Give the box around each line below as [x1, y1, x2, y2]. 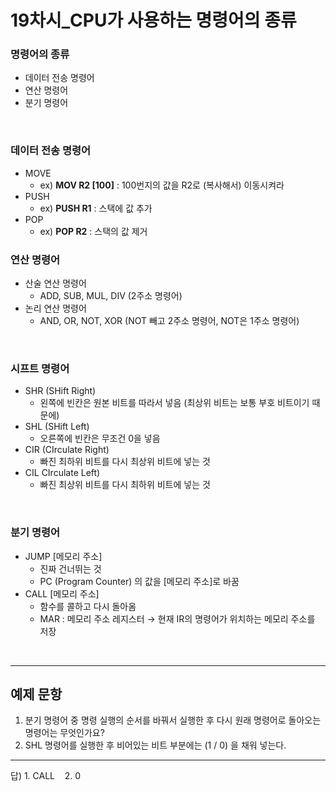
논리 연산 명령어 [24, 302, 87, 315]
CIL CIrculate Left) [24, 467, 101, 479]
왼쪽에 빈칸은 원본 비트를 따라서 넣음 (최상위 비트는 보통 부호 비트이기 [39, 397, 310, 409]
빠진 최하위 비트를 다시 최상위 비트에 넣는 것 [39, 456, 211, 468]
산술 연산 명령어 [24, 277, 87, 290]
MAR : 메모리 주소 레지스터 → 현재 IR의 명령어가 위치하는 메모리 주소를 [39, 612, 316, 625]
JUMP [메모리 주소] [24, 550, 103, 562]
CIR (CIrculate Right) [24, 444, 110, 456]
